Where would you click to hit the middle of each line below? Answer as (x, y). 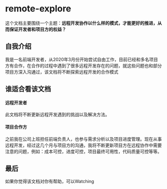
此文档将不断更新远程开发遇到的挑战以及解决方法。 (57, 114)
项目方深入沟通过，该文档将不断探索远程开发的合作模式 (62, 72)
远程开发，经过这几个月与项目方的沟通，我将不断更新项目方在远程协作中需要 (83, 145)
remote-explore (38, 9)
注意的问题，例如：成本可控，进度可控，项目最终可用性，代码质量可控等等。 (83, 151)
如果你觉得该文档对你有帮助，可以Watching (50, 182)
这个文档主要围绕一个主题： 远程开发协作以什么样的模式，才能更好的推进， (81, 23)
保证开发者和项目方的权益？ (38, 29)
